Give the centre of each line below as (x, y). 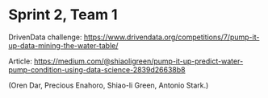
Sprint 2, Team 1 (63, 15)
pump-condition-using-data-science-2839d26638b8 (97, 69)
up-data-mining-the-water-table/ (63, 45)
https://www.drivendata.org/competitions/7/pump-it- (172, 37)
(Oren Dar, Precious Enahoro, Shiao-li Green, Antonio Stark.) (109, 85)
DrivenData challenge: (45, 37)
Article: (20, 61)
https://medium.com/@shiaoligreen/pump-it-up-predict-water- (138, 61)
